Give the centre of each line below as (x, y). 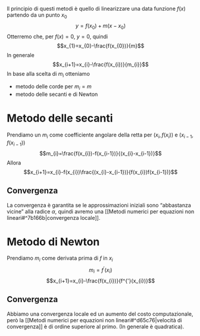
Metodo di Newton (53, 242)
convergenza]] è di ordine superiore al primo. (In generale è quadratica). (96, 326)
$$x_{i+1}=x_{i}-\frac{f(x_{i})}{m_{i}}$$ (101, 64)
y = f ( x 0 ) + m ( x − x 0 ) (101, 26)
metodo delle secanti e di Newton (57, 94)
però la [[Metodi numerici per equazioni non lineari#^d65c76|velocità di (94, 320)
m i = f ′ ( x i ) (101, 270)
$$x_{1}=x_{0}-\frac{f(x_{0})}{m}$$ (101, 46)
